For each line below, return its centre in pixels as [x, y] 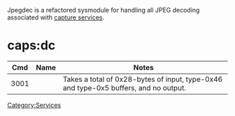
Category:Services [34, 105]
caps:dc [31, 45]
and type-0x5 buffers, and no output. [124, 88]
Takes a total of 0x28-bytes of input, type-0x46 [143, 79]
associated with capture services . [56, 17]
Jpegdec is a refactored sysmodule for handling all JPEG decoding [104, 10]
